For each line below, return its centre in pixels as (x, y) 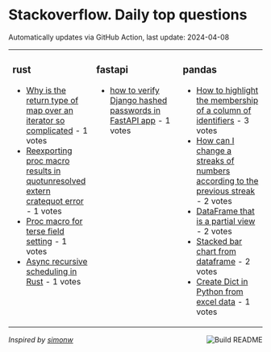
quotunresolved (56, 180)
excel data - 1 (223, 301)
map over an (50, 110)
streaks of (215, 160)
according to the (227, 180)
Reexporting (49, 151)
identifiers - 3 (223, 120)
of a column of (224, 110)
